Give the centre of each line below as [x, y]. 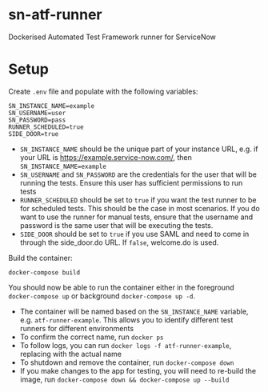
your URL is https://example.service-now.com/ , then [106, 157]
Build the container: [40, 258]
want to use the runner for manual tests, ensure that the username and [136, 217]
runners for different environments [77, 328]
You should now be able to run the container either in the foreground [121, 287]
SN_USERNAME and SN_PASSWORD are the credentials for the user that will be [138, 174]
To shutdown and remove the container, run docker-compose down [127, 362]
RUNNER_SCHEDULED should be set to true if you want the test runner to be [138, 200]
